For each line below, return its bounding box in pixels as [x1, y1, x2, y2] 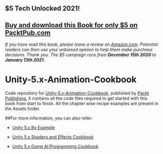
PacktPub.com [5, 28, 51, 37]
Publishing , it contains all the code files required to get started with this [5, 96, 147, 101]
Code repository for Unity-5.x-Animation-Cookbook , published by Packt [5, 90, 149, 96]
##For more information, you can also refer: [5, 115, 92, 121]
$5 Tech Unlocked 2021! [5, 4, 80, 13]
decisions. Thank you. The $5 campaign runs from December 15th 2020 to [5, 52, 157, 58]
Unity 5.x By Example [12, 125, 55, 131]
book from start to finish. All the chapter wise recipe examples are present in [5, 100, 159, 107]
